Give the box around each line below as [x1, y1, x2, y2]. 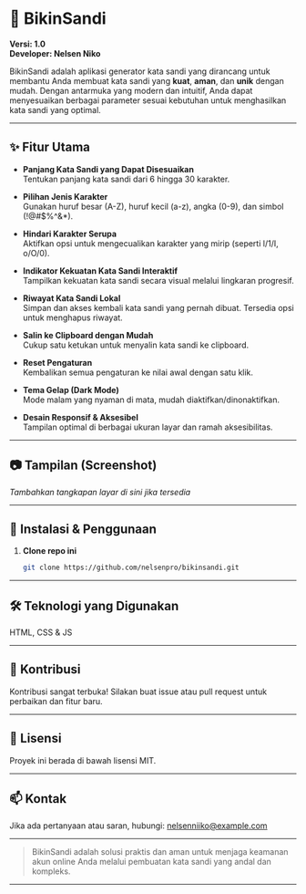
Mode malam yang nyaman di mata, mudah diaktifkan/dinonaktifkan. [22, 394, 280, 405]
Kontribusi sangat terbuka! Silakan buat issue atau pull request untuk [9, 686, 267, 697]
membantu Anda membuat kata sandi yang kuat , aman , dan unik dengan [9, 75, 284, 86]
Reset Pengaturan [22, 357, 93, 368]
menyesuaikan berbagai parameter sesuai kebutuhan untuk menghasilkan [9, 95, 287, 106]
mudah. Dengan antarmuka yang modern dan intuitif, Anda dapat [9, 85, 253, 96]
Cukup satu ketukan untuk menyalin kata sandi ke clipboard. [22, 339, 249, 350]
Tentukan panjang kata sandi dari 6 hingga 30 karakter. [22, 173, 230, 184]
